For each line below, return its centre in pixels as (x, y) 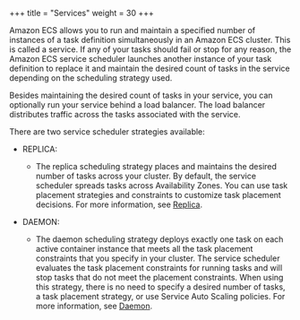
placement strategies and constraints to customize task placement (159, 195)
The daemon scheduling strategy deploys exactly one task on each (159, 239)
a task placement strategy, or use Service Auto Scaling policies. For (160, 296)
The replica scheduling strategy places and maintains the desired (156, 166)
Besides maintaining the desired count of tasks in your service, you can (141, 95)
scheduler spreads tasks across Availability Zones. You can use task (162, 186)
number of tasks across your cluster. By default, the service (146, 176)
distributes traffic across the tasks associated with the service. (125, 114)
